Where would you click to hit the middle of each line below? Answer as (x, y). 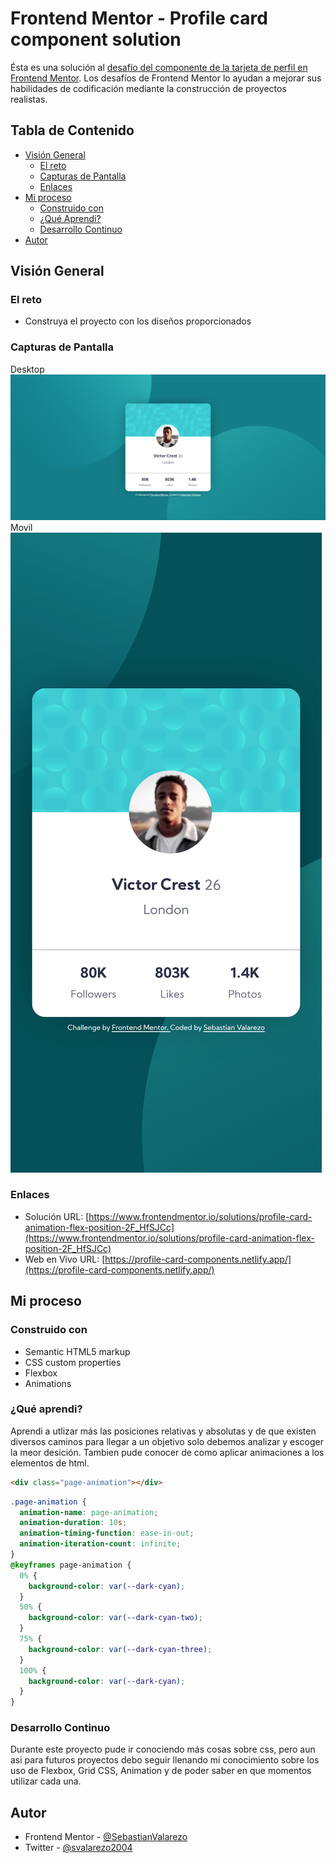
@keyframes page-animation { (71, 1565)
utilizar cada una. (46, 1781)
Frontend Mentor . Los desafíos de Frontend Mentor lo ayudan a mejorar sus (166, 78)
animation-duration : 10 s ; (73, 1523)
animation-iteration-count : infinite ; (100, 1544)
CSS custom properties (73, 1362)
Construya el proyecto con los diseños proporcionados (138, 321)
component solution (96, 39)
